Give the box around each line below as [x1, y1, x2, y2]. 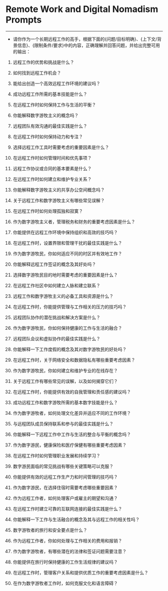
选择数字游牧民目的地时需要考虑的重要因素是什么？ [12, 272, 118, 278]
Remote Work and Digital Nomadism [5, 4, 159, 15]
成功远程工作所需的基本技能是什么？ [12, 91, 88, 97]
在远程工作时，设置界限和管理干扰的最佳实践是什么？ [12, 240, 123, 246]
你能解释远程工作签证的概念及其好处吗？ [12, 261, 96, 267]
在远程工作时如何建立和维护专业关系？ [12, 176, 92, 182]
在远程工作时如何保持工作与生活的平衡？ [12, 102, 96, 108]
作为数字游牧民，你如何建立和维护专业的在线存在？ [12, 367, 118, 373]
